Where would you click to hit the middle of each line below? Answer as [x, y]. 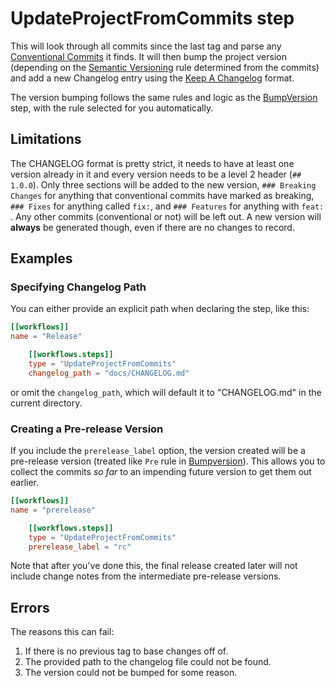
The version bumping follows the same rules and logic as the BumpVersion [164, 97]
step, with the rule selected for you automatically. [112, 108]
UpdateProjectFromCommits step [152, 18]
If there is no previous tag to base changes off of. [126, 651]
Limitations [46, 139]
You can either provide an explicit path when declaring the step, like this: [160, 309]
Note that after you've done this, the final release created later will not [154, 566]
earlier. [25, 483]
